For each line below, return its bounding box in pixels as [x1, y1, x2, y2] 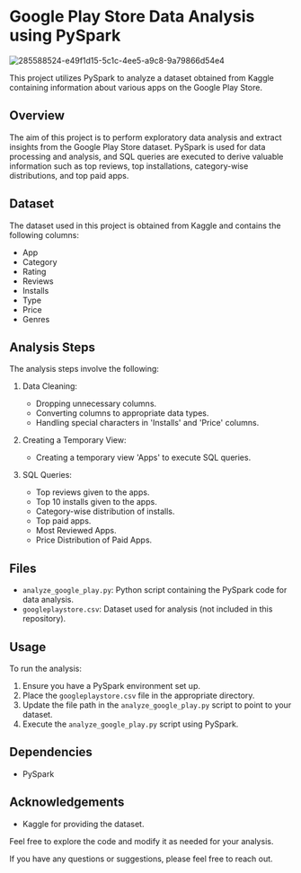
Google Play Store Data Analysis [9, 6, 255, 27]
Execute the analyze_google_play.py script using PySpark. [22, 719, 239, 729]
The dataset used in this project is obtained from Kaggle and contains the [9, 220, 281, 231]
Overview [9, 108, 66, 123]
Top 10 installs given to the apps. [35, 497, 157, 507]
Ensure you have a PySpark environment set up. [22, 681, 200, 691]
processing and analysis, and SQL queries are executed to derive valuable [9, 151, 284, 162]
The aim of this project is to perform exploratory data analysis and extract [9, 132, 282, 143]
